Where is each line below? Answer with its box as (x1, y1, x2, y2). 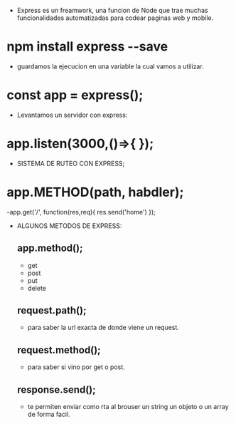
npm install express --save (6, 38, 168, 55)
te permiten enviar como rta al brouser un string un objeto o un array (27, 403, 229, 410)
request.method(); (16, 343, 101, 356)
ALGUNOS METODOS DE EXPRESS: (16, 221, 122, 230)
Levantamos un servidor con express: (16, 110, 128, 119)
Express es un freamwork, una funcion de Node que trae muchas (16, 6, 208, 14)
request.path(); (16, 304, 87, 316)
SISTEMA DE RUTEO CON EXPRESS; (16, 159, 125, 167)
